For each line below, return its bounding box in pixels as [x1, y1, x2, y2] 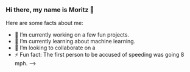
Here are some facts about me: [5, 20, 83, 27]
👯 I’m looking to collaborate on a [14, 44, 96, 51]
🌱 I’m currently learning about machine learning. [14, 38, 136, 45]
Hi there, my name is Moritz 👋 [5, 5, 94, 14]
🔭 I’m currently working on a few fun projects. [14, 31, 129, 38]
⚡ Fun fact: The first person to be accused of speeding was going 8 [14, 51, 185, 59]
